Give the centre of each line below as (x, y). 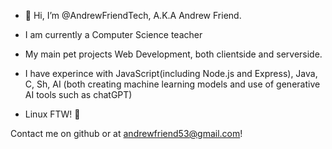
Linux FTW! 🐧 (52, 114)
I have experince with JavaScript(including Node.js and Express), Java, (171, 73)
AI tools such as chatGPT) (78, 94)
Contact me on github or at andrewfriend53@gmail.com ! (126, 133)
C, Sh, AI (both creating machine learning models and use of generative (172, 84)
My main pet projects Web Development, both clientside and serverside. (173, 54)
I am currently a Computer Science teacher (113, 34)
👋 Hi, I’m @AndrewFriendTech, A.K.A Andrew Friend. (133, 15)
